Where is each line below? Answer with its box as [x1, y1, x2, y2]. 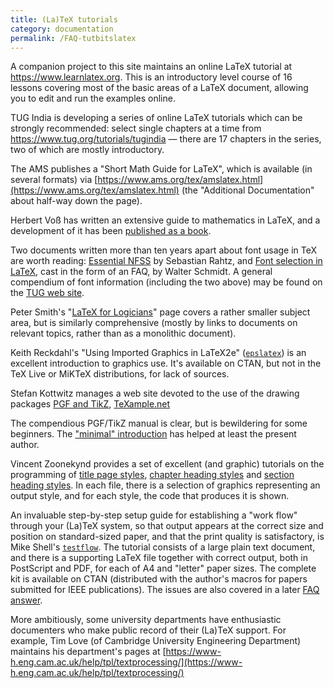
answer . [10, 594, 43, 606]
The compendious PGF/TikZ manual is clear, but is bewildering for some [10, 417, 308, 430]
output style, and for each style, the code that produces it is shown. [10, 490, 290, 502]
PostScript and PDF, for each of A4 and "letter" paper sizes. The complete [10, 562, 317, 575]
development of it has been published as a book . [10, 225, 212, 237]
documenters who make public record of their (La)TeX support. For [10, 624, 287, 636]
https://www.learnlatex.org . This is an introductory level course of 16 [10, 71, 293, 83]
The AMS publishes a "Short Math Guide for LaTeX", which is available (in [10, 163, 313, 175]
